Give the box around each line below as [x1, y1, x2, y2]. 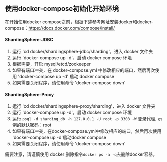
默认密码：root [21, 122, 52, 128]
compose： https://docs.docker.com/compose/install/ [5, 25, 115, 31]
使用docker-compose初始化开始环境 [5, 4, 119, 13]
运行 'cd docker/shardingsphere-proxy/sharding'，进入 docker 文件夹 [12, 103, 156, 109]
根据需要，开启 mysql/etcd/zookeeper [12, 61, 91, 67]
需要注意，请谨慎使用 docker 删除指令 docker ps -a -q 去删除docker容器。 [5, 151, 157, 157]
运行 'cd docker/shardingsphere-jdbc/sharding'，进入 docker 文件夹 [12, 49, 153, 55]
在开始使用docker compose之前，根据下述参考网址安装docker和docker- [5, 19, 154, 25]
